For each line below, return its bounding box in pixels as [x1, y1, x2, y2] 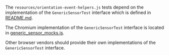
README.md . [5, 15, 33, 20]
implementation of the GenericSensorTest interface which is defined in [5, 9, 151, 15]
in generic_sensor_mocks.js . [5, 30, 65, 35]
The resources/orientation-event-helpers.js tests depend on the [5, 4, 144, 10]
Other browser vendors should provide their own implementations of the [5, 39, 156, 45]
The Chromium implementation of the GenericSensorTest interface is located [5, 24, 164, 30]
